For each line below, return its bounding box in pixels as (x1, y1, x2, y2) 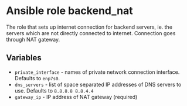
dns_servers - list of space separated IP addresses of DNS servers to (14, 81, 182, 88)
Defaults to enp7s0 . (14, 74, 60, 81)
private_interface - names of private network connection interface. (14, 69, 180, 76)
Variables (6, 53, 42, 63)
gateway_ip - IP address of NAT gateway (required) (14, 93, 138, 100)
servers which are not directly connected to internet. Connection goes (6, 29, 176, 36)
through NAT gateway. (6, 36, 60, 43)
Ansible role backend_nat (6, 4, 133, 18)
